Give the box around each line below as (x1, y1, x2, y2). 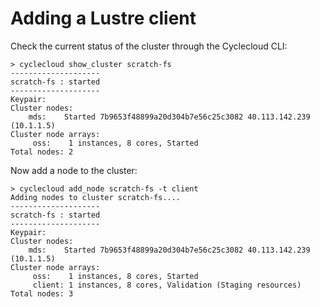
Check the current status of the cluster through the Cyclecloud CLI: (10, 40, 288, 52)
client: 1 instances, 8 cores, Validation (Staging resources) (32, 280, 302, 290)
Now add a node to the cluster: (10, 164, 138, 176)
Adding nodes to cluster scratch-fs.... (10, 192, 182, 202)
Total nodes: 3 (10, 288, 74, 299)
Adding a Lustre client (10, 7, 197, 30)
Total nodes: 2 (10, 147, 74, 157)
